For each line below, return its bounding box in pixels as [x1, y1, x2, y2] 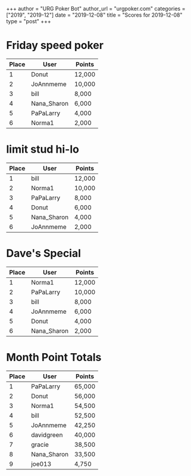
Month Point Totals [6, 351, 102, 364]
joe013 [30, 459, 52, 468]
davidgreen [30, 431, 63, 439]
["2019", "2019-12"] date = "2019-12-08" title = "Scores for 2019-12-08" [6, 11, 183, 18]
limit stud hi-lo [6, 143, 79, 156]
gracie [30, 440, 49, 449]
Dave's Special [6, 247, 82, 260]
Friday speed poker [6, 39, 104, 52]
